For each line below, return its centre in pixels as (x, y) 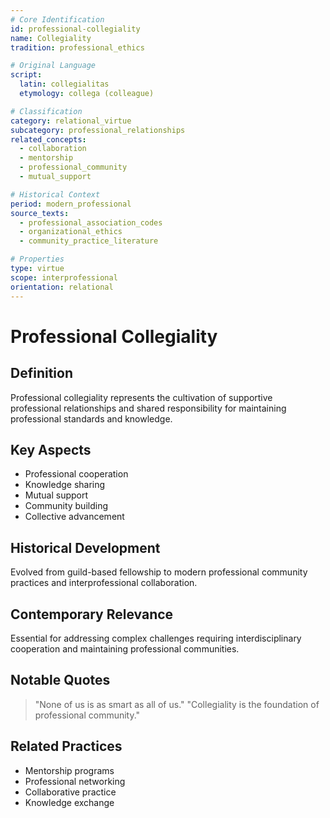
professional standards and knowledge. (91, 418)
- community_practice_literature (89, 241)
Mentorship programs (69, 770)
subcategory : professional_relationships (98, 130)
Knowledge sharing (65, 485)
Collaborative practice (70, 792)
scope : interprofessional (64, 277)
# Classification (46, 111)
